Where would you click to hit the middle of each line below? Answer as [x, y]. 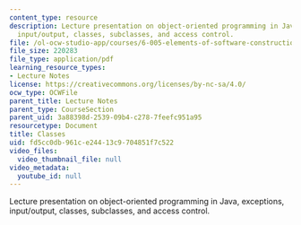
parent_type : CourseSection [62, 109]
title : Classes [38, 134]
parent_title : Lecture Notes [64, 101]
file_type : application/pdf [62, 59]
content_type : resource [54, 17]
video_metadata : [39, 168]
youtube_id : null [50, 176]
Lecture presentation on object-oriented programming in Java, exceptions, [147, 202]
